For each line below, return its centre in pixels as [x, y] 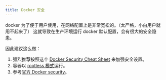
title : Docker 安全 [25, 10]
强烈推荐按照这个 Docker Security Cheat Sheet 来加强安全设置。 [80, 59]
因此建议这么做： [23, 48]
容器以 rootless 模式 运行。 [40, 65]
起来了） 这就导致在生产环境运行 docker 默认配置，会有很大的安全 [83, 31]
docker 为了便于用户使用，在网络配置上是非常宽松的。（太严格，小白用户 [81, 25]
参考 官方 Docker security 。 [41, 72]
